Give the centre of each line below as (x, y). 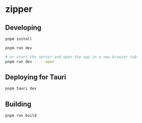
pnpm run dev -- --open (30, 61)
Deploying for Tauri (36, 77)
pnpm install (19, 39)
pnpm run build (21, 116)
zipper (19, 9)
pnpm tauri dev (21, 89)
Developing (23, 28)
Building (18, 104)
